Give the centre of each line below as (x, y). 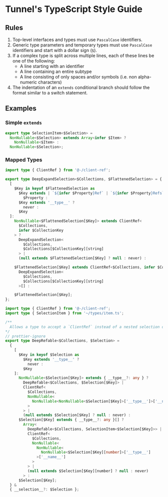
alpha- (144, 77)
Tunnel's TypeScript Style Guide (74, 9)
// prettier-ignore (25, 336)
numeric (28, 82)
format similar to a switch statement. (50, 93)
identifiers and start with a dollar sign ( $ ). (55, 50)
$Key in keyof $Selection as (49, 355)
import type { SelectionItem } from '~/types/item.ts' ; (64, 313)
